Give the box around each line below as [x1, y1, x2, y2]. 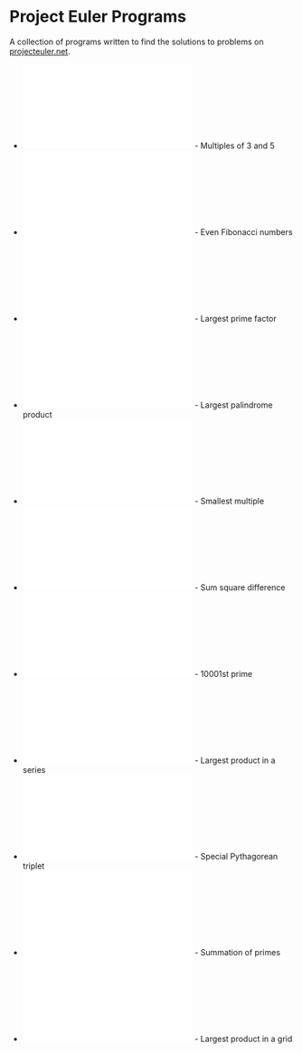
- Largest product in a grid [193, 1033, 293, 1044]
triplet [22, 860, 45, 871]
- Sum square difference [193, 581, 286, 593]
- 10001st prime [193, 668, 253, 679]
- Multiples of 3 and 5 [193, 140, 276, 151]
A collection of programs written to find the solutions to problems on [9, 36, 264, 47]
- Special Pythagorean [193, 851, 278, 861]
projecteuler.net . [9, 45, 71, 56]
